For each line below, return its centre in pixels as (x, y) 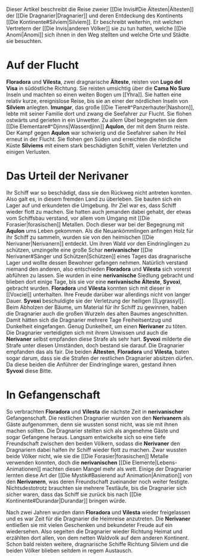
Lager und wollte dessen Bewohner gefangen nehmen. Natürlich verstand (97, 262)
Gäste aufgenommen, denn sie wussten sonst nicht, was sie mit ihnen (92, 424)
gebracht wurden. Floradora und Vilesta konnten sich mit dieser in (88, 288)
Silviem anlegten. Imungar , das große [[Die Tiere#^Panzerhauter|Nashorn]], (100, 107)
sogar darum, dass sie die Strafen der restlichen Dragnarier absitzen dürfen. (100, 358)
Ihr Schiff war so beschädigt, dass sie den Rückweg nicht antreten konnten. (99, 192)
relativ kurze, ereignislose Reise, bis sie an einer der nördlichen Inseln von (97, 101)
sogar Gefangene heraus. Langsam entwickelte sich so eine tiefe (86, 437)
